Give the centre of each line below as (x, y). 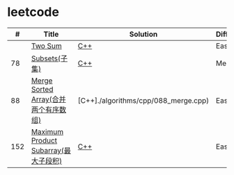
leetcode (33, 12)
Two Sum (46, 46)
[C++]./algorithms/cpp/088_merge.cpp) (143, 100)
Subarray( (48, 150)
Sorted (42, 89)
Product (44, 140)
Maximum (47, 131)
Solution (143, 34)
